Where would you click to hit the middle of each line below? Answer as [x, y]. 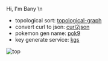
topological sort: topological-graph [58, 20]
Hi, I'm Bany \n [25, 9]
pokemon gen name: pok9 [47, 33]
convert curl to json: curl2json [52, 27]
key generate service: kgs [47, 40]
